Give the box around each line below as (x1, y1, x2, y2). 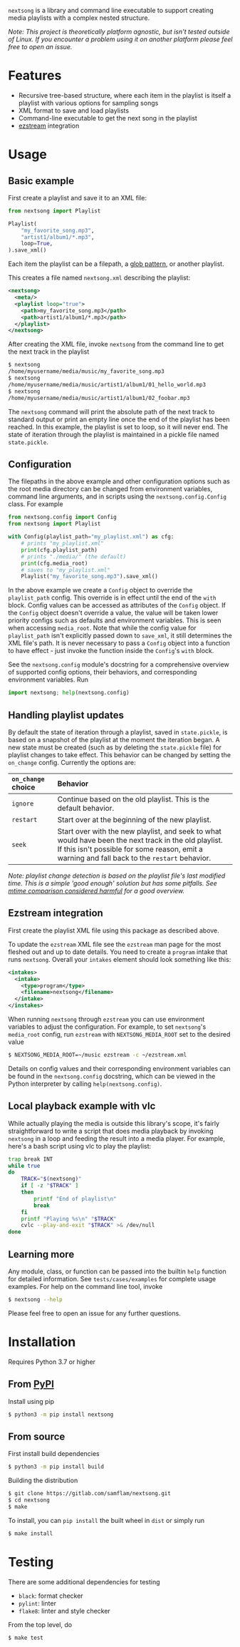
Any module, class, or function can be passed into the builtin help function (8, 1267, 226, 1276)
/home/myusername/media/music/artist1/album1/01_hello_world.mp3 (8, 381, 206, 388)
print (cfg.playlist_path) (21, 546, 98, 553)
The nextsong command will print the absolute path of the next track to (8, 407, 215, 416)
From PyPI (8, 1378, 54, 1390)
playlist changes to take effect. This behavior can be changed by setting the (8, 750, 231, 759)
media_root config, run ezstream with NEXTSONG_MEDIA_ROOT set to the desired (8, 1030, 231, 1038)
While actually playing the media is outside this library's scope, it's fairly (8, 1119, 220, 1127)
